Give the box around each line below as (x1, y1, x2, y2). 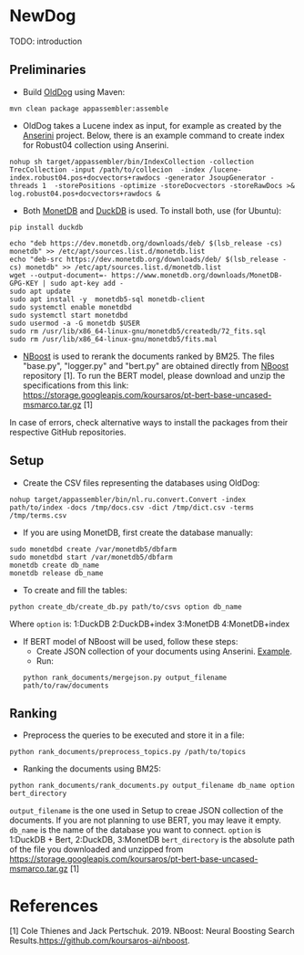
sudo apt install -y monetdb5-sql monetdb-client (9, 294, 206, 304)
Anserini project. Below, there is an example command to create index (22, 130, 285, 141)
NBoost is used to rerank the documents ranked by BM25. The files (22, 351, 275, 362)
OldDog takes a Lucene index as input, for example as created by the (22, 120, 282, 131)
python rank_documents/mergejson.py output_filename (22, 673, 228, 682)
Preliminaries (9, 62, 86, 78)
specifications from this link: (22, 380, 129, 391)
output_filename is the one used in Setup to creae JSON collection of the (9, 805, 284, 816)
